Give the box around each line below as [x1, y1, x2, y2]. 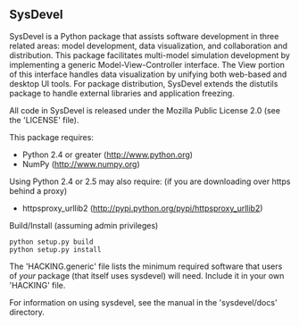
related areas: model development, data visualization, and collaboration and [9, 40, 288, 51]
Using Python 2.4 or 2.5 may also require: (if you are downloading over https [9, 176, 291, 187]
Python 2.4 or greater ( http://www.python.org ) [21, 149, 194, 160]
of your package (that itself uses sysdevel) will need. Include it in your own [9, 270, 285, 280]
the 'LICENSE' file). [9, 114, 79, 125]
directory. [9, 306, 45, 317]
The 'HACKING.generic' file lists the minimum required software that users [9, 261, 283, 272]
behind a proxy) [9, 185, 68, 196]
